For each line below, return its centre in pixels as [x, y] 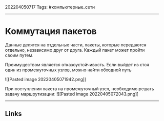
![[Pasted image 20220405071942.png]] [46, 79]
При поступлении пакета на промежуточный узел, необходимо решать [80, 89]
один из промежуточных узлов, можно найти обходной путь [68, 70]
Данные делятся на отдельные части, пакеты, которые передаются [76, 45]
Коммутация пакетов [51, 31]
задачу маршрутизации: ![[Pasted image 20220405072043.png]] [72, 94]
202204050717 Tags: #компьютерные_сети [50, 7]
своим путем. [19, 55]
